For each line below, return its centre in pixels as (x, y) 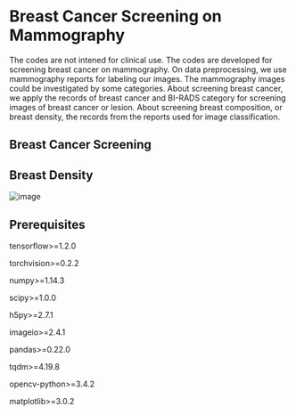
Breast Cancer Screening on (115, 16)
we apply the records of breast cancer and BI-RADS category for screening (148, 98)
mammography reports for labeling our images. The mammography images (147, 78)
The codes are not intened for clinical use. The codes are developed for (141, 60)
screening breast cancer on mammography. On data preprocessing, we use (148, 69)
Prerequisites (47, 224)
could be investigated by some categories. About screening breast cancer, (146, 88)
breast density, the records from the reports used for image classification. (145, 117)
